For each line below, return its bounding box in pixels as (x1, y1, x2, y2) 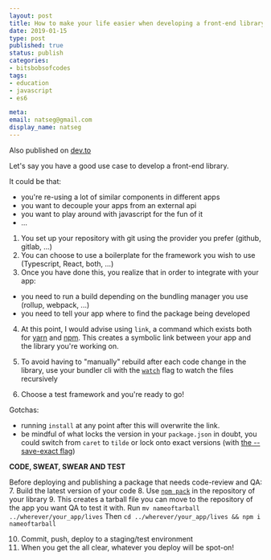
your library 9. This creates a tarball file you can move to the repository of (9, 494, 253, 504)
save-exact (20, 446, 59, 456)
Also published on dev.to (9, 145, 92, 155)
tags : (9, 72, 27, 80)
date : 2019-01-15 (9, 27, 68, 35)
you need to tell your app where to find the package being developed (20, 309, 250, 318)
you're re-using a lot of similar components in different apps (20, 192, 220, 202)
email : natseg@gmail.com (9, 116, 92, 125)
